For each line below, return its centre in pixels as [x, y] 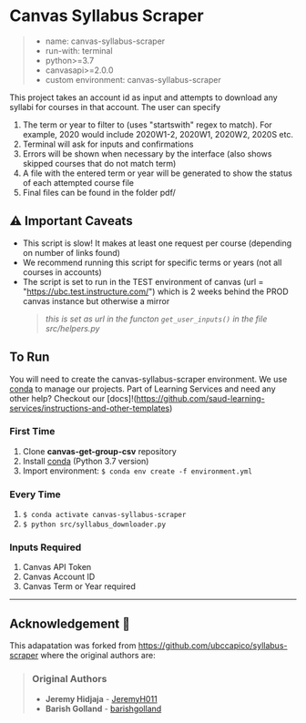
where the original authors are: [98, 656]
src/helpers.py [72, 328]
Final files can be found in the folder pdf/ [99, 192]
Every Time [35, 494]
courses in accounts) [62, 272]
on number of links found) [71, 252]
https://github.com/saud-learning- [201, 398]
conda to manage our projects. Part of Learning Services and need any [143, 389]
